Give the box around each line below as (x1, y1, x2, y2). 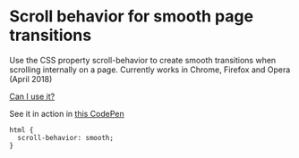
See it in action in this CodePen (9, 108, 125, 119)
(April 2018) (9, 73, 53, 84)
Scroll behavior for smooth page (9, 6, 253, 27)
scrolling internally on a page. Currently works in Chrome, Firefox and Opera (9, 64, 291, 75)
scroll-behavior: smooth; (17, 133, 115, 142)
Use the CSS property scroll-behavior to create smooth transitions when (9, 54, 277, 65)
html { (9, 125, 34, 135)
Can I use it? (9, 91, 56, 102)
